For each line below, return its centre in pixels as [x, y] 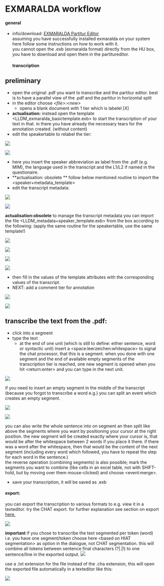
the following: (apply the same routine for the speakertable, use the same [79, 226]
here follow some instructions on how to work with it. [65, 44]
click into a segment [32, 333]
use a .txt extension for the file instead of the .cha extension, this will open [80, 564]
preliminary [23, 81]
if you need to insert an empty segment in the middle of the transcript [75, 388]
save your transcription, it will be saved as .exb [59, 482]
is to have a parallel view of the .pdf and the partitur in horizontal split [82, 98]
